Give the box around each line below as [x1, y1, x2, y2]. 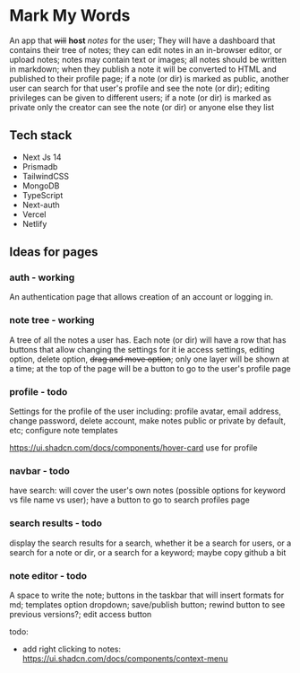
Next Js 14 [21, 152, 62, 162]
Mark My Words [9, 5, 131, 26]
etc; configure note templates [9, 425, 118, 436]
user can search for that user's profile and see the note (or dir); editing [9, 83, 270, 93]
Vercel [21, 208, 47, 220]
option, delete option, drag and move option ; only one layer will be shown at [9, 354, 289, 364]
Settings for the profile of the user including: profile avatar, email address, [9, 406, 282, 417]
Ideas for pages [9, 244, 99, 260]
